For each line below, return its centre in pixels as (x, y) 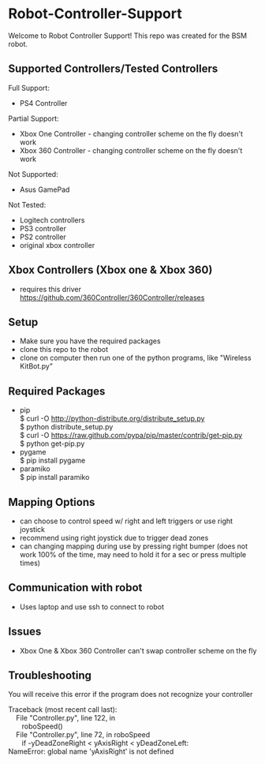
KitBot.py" (36, 366)
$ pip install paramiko (54, 477)
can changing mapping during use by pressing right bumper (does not (134, 546)
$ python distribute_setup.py (66, 427)
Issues (25, 632)
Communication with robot (75, 588)
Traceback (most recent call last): (63, 710)
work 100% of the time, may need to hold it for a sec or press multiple (133, 554)
